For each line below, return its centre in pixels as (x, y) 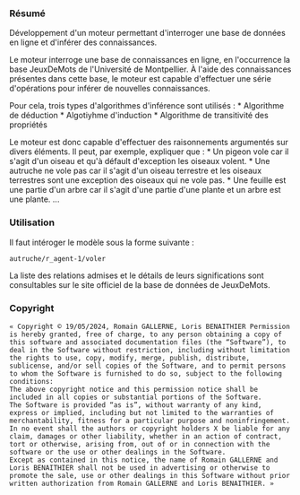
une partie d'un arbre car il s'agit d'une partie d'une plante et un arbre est (145, 190)
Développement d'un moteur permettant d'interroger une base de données (148, 33)
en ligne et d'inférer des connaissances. (83, 42)
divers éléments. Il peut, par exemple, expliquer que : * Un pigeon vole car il (149, 152)
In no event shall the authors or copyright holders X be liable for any (150, 429)
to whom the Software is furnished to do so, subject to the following (146, 373)
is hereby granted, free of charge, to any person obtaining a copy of (146, 334)
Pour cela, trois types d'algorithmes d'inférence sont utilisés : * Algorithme (147, 106)
